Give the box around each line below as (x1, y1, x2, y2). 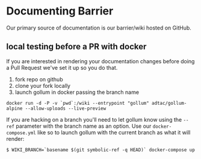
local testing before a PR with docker (6, 42, 147, 52)
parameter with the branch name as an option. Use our (16, 122, 152, 129)
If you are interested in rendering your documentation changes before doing (6, 57, 195, 64)
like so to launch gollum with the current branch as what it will (37, 128, 191, 136)
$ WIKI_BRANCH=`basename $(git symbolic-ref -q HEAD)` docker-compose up (6, 146, 196, 153)
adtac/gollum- (151, 100, 187, 106)
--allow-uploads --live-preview (25, 105, 107, 111)
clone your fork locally (14, 82, 71, 89)
